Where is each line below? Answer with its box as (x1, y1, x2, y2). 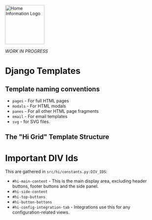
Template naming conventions (5, 85, 100, 93)
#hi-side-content (12, 190, 48, 195)
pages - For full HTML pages (12, 98, 70, 103)
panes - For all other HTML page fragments (12, 108, 99, 114)
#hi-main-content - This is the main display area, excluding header (12, 178, 147, 184)
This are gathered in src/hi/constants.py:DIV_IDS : (5, 169, 108, 174)
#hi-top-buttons (12, 195, 46, 200)
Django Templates (5, 66, 81, 76)
